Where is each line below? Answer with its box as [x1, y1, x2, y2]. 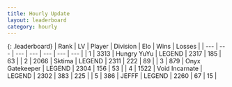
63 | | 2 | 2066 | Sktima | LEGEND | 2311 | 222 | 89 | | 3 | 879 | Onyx [7, 57, 201, 65]
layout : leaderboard [7, 17, 68, 24]
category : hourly [7, 23, 58, 30]
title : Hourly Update [7, 10, 70, 17]
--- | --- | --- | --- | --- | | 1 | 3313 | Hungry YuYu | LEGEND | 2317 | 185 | [15, 49, 222, 58]
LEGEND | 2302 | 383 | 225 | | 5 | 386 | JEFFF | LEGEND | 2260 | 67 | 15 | [7, 72, 217, 80]
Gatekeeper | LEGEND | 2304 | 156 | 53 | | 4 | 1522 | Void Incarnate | [7, 64, 203, 73]
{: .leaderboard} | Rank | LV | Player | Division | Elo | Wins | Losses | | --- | [7, 42, 218, 51]
